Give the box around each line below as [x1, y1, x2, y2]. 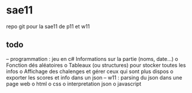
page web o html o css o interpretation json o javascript [6, 80, 142, 87]
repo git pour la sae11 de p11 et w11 [6, 23, 90, 30]
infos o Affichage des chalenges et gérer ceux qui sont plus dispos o [6, 68, 174, 75]
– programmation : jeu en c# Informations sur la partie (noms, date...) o [6, 55, 178, 62]
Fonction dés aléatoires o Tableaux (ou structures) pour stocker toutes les [6, 61, 186, 68]
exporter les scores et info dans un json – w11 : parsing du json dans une [6, 74, 183, 81]
